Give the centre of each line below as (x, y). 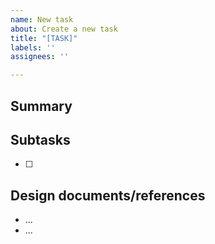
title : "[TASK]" (44, 38)
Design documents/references (108, 195)
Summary (41, 106)
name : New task (42, 19)
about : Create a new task (64, 29)
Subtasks (40, 139)
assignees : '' (40, 57)
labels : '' (33, 47)
